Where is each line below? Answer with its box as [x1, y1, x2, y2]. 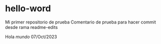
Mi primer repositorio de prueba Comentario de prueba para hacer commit [5, 19, 156, 25]
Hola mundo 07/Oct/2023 [5, 34, 58, 40]
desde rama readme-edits [5, 24, 58, 30]
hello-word [5, 3, 51, 14]
